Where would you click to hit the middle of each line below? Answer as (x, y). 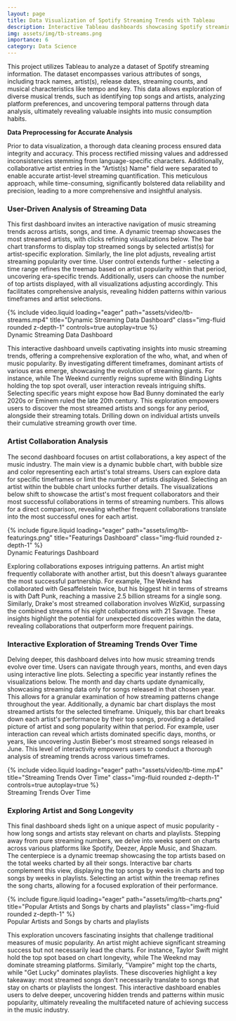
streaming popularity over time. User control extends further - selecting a (113, 261)
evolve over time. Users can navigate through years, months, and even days (117, 666)
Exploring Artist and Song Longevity (71, 810)
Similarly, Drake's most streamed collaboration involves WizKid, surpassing (116, 603)
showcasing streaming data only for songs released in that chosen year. (111, 689)
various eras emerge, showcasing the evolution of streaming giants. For (111, 371)
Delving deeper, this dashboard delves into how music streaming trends (111, 659)
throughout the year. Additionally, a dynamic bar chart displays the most (112, 704)
